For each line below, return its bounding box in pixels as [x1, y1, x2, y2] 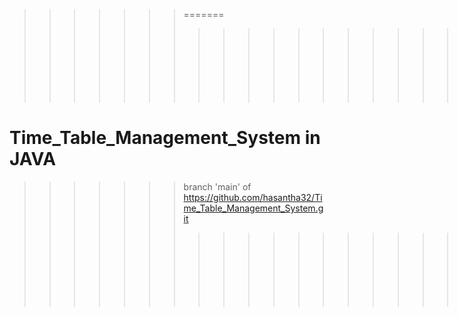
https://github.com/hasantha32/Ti [183, 191, 323, 203]
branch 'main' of [183, 180, 252, 193]
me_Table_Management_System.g [183, 202, 324, 214]
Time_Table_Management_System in [9, 127, 321, 149]
